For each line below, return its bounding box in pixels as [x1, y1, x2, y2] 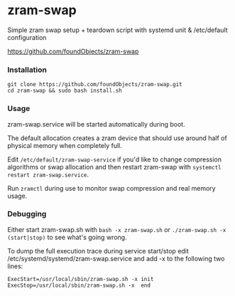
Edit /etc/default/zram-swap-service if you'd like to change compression [7, 155, 222, 164]
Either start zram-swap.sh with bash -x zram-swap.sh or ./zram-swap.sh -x [7, 225, 226, 233]
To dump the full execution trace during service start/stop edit [7, 246, 190, 255]
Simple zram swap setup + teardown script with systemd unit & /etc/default [7, 26, 229, 34]
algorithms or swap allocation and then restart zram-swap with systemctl [7, 162, 222, 171]
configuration [7, 33, 47, 41]
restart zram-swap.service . [7, 170, 89, 179]
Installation [7, 65, 48, 75]
